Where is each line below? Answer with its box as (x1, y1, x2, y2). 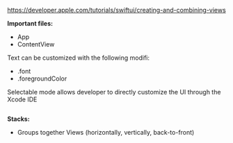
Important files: (7, 19, 54, 27)
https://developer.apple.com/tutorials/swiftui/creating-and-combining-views (7, 6, 226, 14)
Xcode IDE (7, 95, 38, 103)
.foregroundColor (17, 74, 67, 83)
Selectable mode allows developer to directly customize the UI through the (7, 88, 221, 96)
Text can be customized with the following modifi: (7, 53, 150, 62)
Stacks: (7, 115, 30, 123)
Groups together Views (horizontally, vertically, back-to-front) (17, 128, 195, 136)
